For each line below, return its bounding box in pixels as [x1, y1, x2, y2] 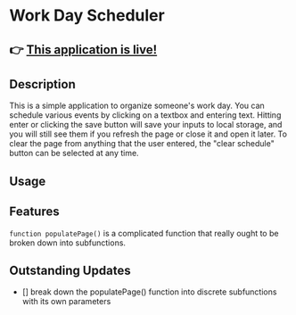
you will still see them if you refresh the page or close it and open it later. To [9, 128, 288, 139]
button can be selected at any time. [9, 148, 140, 159]
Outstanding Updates [9, 262, 131, 278]
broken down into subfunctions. [9, 237, 127, 248]
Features [9, 204, 60, 220]
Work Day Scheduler [9, 5, 165, 26]
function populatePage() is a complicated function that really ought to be [9, 228, 279, 238]
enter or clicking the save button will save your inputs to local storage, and [9, 120, 283, 130]
